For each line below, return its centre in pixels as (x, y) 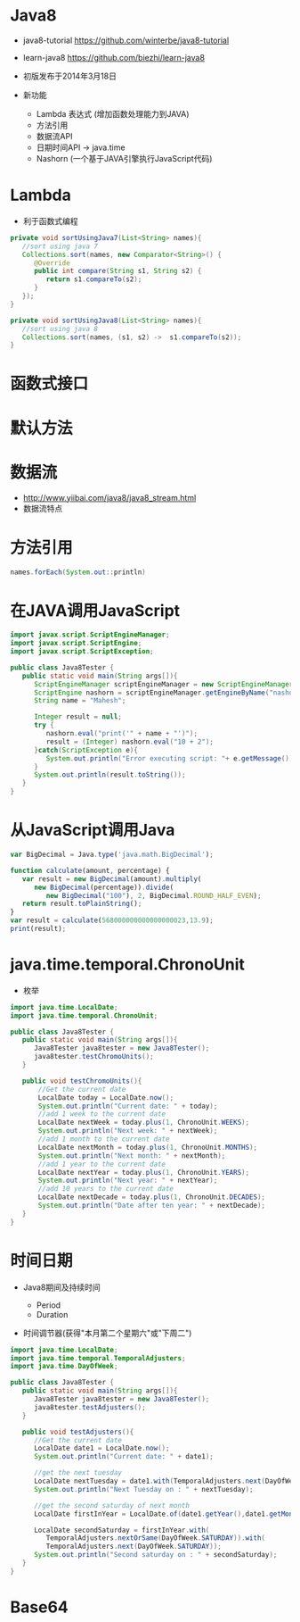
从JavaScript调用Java (93, 830)
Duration (52, 1314)
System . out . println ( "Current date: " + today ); (128, 1106)
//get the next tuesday (78, 1473)
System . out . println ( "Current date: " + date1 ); (124, 1457)
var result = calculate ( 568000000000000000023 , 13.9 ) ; (112, 920)
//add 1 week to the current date (102, 1114)
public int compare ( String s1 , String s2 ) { (118, 271)
